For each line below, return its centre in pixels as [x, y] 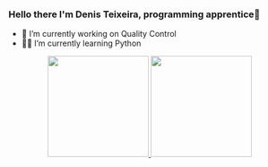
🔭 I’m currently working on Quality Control [99, 34]
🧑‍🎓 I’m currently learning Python [81, 43]
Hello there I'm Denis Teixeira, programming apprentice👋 [134, 14]
